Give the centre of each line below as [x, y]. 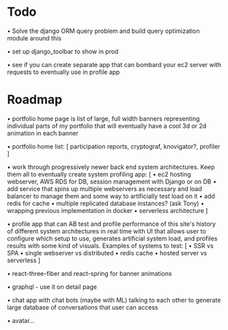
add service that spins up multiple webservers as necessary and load [105, 188]
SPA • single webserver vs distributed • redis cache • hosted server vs [107, 253]
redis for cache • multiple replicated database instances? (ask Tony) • [106, 203]
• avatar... [21, 320]
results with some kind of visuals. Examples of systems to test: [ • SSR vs [110, 245]
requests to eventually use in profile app [63, 72]
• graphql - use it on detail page [52, 287]
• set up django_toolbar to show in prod [63, 51]
